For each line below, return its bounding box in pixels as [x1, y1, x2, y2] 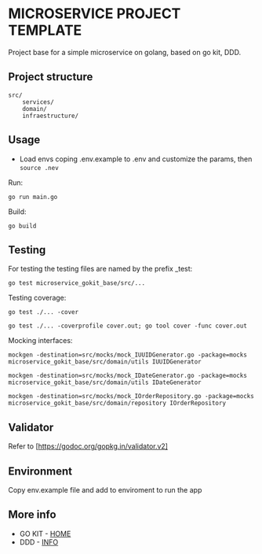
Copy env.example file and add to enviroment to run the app [8, 486, 202, 494]
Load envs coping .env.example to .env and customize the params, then [19, 154, 253, 164]
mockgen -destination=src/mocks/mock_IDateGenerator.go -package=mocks [8, 371, 247, 380]
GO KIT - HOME [19, 529, 71, 538]
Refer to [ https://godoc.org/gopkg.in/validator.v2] [8, 441, 169, 451]
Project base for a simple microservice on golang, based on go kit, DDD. [8, 47, 242, 57]
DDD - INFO [19, 537, 59, 547]
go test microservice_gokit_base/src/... [8, 279, 146, 287]
